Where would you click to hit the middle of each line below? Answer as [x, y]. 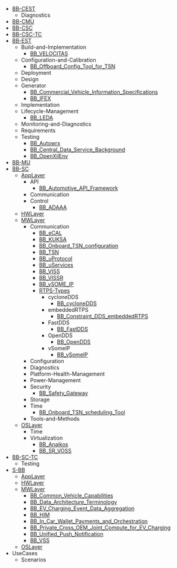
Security [40, 387]
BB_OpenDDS [74, 342]
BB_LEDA [42, 118]
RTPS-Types [54, 291]
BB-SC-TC [25, 457]
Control [39, 201]
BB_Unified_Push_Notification [67, 534]
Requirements [38, 130]
